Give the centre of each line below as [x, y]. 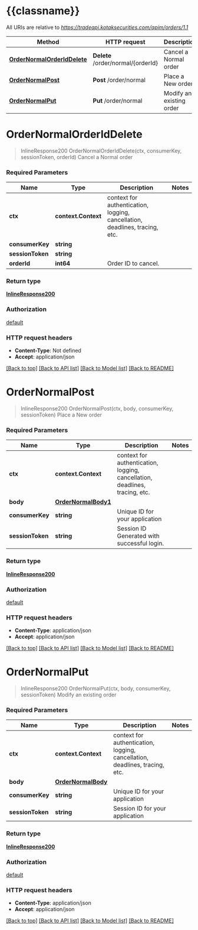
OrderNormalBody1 [83, 502]
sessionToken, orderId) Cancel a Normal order [77, 157]
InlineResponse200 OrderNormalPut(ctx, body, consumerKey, [95, 689]
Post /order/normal [119, 80]
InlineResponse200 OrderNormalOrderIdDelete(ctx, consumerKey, [101, 151]
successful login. [140, 544]
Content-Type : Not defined [48, 351]
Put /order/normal [118, 101]
